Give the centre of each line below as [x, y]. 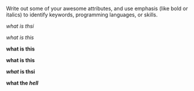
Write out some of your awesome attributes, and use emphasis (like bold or [97, 9]
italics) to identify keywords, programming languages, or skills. [82, 15]
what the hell [22, 83]
